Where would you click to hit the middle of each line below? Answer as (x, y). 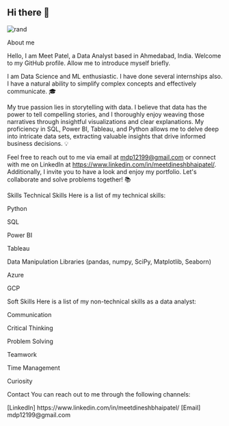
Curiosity (20, 381)
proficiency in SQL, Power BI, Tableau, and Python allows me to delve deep (113, 129)
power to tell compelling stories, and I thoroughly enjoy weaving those (106, 114)
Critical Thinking (30, 328)
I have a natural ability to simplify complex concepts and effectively (102, 84)
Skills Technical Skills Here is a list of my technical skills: (86, 195)
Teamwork (22, 354)
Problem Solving (30, 341)
